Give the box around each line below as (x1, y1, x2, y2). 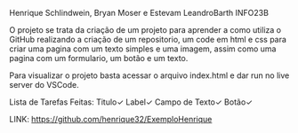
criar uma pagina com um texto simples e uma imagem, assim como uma (9, 43, 277, 54)
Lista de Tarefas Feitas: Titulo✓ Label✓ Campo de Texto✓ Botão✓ (9, 97, 254, 107)
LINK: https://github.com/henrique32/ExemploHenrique (9, 114, 213, 124)
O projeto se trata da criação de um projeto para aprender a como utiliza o (9, 25, 282, 35)
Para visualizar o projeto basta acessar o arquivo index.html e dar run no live (9, 70, 290, 81)
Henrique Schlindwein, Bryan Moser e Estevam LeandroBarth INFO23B (9, 8, 270, 18)
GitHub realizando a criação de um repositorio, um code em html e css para (9, 35, 287, 44)
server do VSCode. (9, 80, 79, 90)
